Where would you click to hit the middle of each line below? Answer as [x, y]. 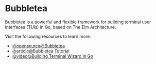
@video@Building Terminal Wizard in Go [52, 56]
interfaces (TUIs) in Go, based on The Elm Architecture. [61, 27]
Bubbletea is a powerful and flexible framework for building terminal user [78, 22]
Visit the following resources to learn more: [48, 36]
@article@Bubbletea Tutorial [41, 51]
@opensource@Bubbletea [38, 46]
